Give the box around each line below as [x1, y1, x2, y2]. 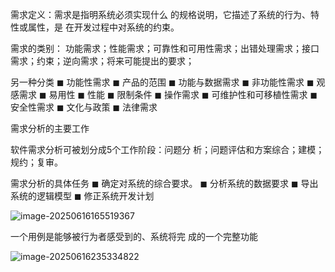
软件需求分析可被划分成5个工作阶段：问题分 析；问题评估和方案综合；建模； [10, 144, 325, 155]
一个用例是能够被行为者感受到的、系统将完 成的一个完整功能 [10, 231, 258, 242]
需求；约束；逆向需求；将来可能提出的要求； [10, 55, 195, 67]
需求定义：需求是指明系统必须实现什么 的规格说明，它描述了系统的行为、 [10, 9, 311, 20]
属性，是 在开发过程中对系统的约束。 [27, 21, 180, 33]
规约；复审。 [10, 156, 63, 168]
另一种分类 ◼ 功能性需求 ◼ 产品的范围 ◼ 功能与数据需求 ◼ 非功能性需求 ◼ [10, 76, 315, 88]
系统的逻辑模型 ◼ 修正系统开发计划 [10, 190, 155, 202]
